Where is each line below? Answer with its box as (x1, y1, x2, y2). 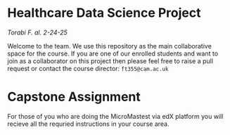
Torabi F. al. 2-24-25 (7, 28, 68, 37)
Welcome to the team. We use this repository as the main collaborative (7, 41, 212, 50)
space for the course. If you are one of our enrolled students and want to (7, 49, 219, 58)
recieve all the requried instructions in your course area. (7, 120, 170, 128)
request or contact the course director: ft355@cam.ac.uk (7, 64, 169, 72)
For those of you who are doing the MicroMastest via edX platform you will (7, 112, 224, 120)
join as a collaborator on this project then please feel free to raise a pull (7, 56, 213, 65)
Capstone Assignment (7, 89, 141, 105)
